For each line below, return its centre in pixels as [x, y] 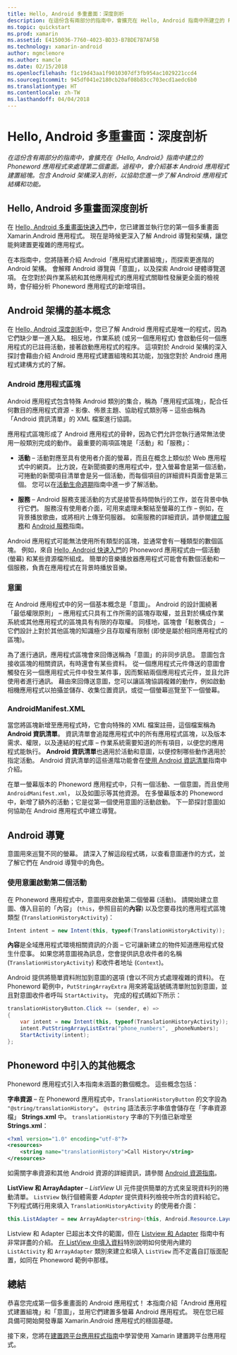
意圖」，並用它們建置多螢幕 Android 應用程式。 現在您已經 [140, 1311]
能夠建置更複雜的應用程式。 [48, 244]
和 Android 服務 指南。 [56, 526]
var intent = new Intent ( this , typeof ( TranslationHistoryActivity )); [124, 1022]
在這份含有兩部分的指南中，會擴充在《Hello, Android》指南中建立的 [105, 157]
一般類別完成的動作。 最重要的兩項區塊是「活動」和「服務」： [102, 442]
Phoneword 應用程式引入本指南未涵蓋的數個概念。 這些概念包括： [103, 1084]
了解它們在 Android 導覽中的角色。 [57, 863]
